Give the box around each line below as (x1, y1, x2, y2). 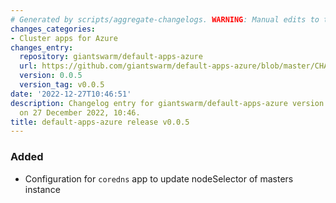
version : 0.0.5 (19, 71, 83, 81)
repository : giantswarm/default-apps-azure (19, 52, 203, 62)
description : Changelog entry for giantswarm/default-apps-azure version (10, 98, 325, 108)
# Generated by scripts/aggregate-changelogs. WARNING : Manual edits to (10, 14, 320, 25)
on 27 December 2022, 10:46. (19, 107, 141, 118)
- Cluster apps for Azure (10, 33, 118, 43)
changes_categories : (10, 24, 97, 34)
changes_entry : (10, 42, 74, 53)
